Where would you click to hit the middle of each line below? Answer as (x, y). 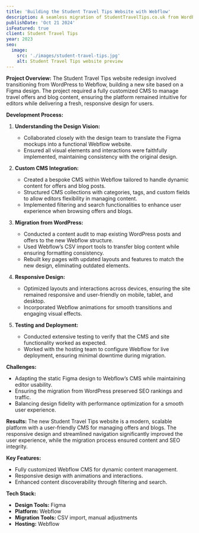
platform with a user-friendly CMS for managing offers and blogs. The (91, 428)
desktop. (34, 301)
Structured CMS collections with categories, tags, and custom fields (107, 192)
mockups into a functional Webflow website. (78, 144)
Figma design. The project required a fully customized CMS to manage (92, 91)
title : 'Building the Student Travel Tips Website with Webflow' (88, 12)
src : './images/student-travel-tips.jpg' (68, 56)
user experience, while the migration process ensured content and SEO (93, 440)
